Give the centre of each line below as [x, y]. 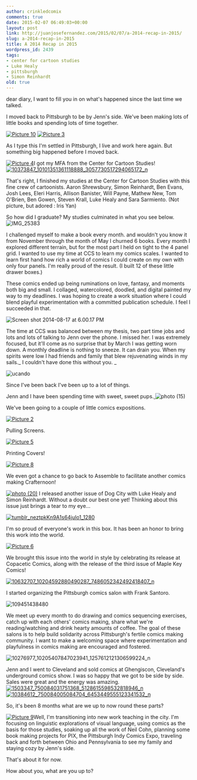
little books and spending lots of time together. [62, 123]
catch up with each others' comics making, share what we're [80, 622]
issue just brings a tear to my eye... [48, 506]
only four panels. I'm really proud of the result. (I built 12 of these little [90, 266]
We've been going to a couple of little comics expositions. [76, 408]
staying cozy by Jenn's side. [40, 748]
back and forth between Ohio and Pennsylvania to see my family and [89, 742]
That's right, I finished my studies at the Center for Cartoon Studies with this [98, 181]
